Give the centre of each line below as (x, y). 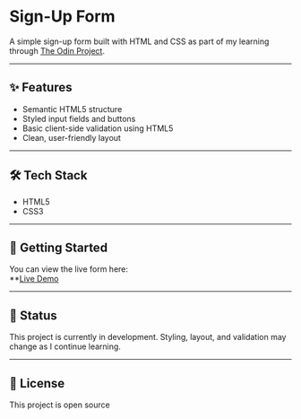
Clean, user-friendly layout (71, 137)
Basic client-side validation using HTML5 (98, 128)
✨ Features (41, 87)
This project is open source (60, 405)
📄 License (37, 383)
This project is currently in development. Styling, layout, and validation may (148, 337)
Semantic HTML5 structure (72, 109)
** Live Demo (34, 279)
